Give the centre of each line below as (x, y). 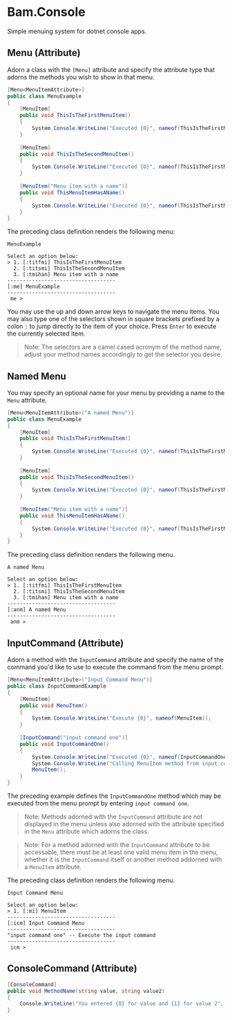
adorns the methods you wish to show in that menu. (81, 77)
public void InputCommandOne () (65, 744)
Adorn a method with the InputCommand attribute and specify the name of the (116, 660)
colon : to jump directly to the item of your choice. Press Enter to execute (112, 327)
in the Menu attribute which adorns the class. (87, 831)
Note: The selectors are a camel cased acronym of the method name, (123, 347)
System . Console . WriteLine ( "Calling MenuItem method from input (125, 763)
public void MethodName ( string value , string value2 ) (86, 991)
